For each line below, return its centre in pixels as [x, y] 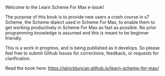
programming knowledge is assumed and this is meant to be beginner [77, 33]
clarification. [18, 58]
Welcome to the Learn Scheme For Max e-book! [54, 7]
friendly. [14, 38]
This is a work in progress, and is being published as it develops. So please [82, 48]
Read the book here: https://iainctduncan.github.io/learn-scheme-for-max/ [82, 68]
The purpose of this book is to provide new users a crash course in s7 [77, 17]
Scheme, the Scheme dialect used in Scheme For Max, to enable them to [80, 22]
